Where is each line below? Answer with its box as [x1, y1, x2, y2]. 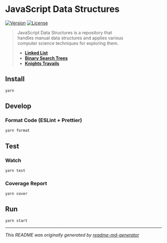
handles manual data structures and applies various [17, 35, 123, 41]
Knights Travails [24, 60, 60, 66]
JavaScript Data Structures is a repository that [17, 29, 112, 35]
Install [5, 75, 25, 83]
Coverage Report [5, 180, 47, 187]
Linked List [24, 50, 48, 56]
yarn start [5, 218, 28, 223]
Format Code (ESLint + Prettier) [5, 117, 83, 123]
